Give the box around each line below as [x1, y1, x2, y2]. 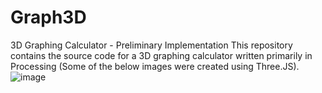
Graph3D [10, 6, 87, 29]
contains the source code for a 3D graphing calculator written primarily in [10, 49, 313, 61]
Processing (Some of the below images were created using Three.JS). [10, 60, 300, 72]
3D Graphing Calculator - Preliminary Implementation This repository [10, 39, 293, 51]
